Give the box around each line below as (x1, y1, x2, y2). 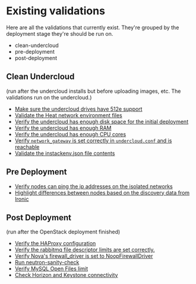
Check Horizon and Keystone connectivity (14, 271, 118, 279)
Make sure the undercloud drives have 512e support (14, 105, 143, 113)
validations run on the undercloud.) (6, 93, 92, 101)
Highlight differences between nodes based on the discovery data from (14, 189, 190, 196)
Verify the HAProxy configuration (14, 240, 96, 247)
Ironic (14, 195, 29, 202)
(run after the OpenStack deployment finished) (6, 228, 121, 236)
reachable (14, 143, 40, 150)
